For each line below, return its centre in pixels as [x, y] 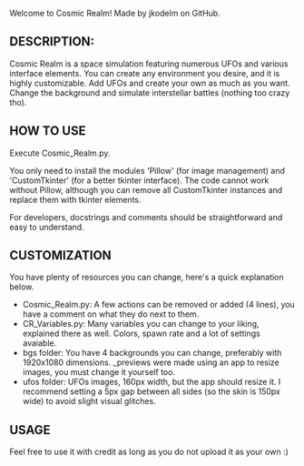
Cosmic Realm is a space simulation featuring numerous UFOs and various [149, 64]
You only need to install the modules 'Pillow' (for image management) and [147, 170]
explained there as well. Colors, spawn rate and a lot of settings [141, 334]
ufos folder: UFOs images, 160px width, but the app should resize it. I [152, 382]
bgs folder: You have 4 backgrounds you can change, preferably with [152, 353]
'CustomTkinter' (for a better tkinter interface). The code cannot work [139, 180]
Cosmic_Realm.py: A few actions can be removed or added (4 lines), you [158, 305]
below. [22, 287]
